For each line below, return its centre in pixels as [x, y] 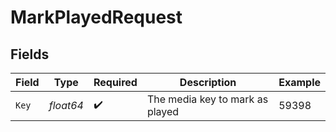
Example [299, 82]
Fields [30, 54]
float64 [66, 105]
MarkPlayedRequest [96, 17]
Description [208, 82]
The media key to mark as [207, 99]
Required [115, 82]
